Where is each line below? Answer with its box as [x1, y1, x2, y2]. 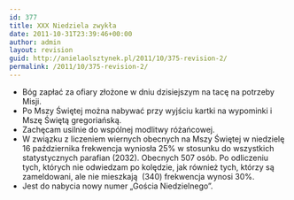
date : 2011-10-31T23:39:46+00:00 [9, 29, 133, 38]
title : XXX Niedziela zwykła [9, 21, 117, 30]
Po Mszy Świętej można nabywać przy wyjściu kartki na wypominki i [21, 105, 273, 116]
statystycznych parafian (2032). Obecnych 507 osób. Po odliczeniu [21, 152, 268, 163]
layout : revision [9, 46, 73, 55]
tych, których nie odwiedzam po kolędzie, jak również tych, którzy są [21, 161, 275, 173]
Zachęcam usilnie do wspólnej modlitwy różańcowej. [21, 124, 215, 135]
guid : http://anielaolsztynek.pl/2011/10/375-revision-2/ [9, 54, 228, 63]
